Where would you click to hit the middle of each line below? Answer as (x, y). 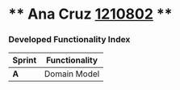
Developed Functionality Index (69, 40)
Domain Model (72, 74)
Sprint (25, 60)
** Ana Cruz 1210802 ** (90, 14)
